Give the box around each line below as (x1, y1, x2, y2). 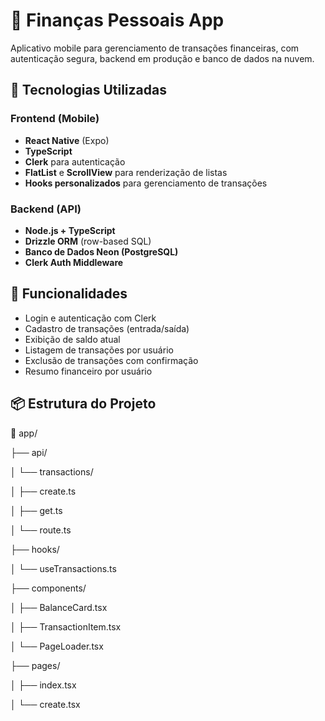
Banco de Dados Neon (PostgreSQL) (24, 245, 179, 258)
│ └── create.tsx (10, 698, 81, 710)
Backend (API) (10, 202, 82, 216)
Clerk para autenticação (24, 155, 126, 168)
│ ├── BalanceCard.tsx (10, 601, 108, 613)
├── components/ (10, 582, 87, 594)
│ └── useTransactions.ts (10, 562, 117, 574)
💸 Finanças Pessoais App (10, 9, 225, 32)
